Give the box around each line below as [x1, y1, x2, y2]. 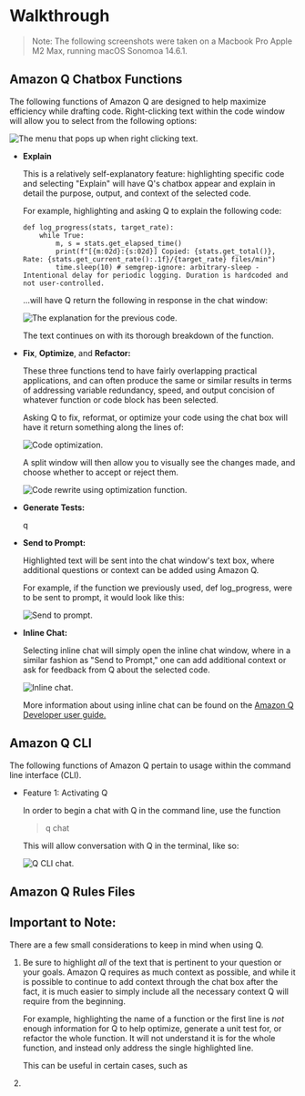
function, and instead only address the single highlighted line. [22, 1042, 254, 1053]
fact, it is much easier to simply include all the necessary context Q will [22, 986, 290, 997]
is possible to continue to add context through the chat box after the [22, 976, 279, 987]
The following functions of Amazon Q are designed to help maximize [9, 96, 267, 107]
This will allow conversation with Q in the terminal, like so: [22, 840, 239, 851]
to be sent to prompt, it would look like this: [22, 591, 185, 602]
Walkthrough [9, 5, 110, 26]
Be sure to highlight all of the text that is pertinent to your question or [22, 957, 282, 968]
